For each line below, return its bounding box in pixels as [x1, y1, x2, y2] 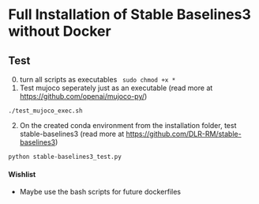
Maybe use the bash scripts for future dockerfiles [19, 187, 182, 197]
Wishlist [8, 169, 36, 179]
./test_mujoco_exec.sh [8, 107, 83, 115]
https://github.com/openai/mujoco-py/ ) [19, 92, 148, 100]
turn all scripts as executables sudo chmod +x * [19, 75, 176, 84]
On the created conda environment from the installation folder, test [19, 121, 237, 130]
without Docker [8, 22, 112, 40]
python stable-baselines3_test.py [8, 153, 122, 161]
